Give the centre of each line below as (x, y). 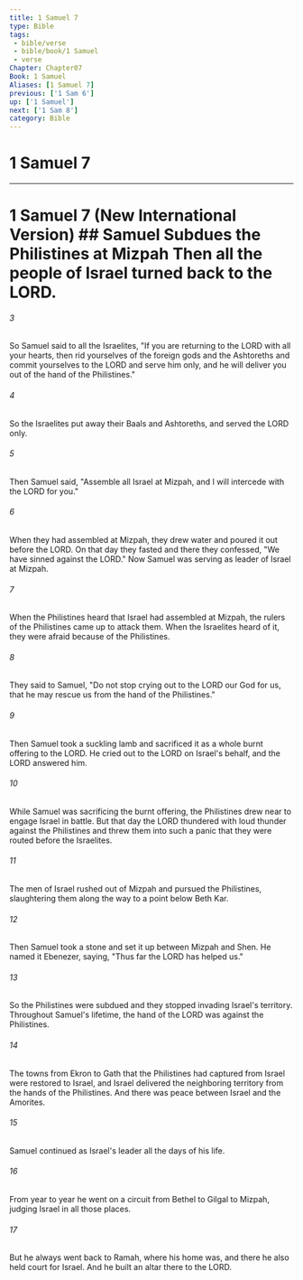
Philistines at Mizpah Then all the (136, 254)
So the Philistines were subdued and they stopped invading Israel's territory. (151, 1005)
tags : (19, 34)
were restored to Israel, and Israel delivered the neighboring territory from (147, 1083)
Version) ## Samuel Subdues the (135, 235)
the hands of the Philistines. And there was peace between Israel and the (145, 1092)
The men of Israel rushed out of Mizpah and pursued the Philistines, (136, 889)
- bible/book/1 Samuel (56, 51)
